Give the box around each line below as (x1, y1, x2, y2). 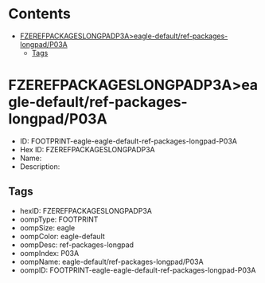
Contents (8, 5, 72, 23)
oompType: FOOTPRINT (19, 214, 99, 224)
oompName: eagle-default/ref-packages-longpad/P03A (19, 257, 205, 266)
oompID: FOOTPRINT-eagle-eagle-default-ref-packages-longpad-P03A (19, 265, 256, 275)
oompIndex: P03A (19, 248, 80, 257)
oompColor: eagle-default (19, 231, 105, 241)
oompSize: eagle (19, 222, 76, 232)
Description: (19, 161, 60, 171)
